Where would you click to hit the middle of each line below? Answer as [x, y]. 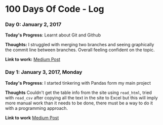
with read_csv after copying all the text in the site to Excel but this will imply [81, 97]
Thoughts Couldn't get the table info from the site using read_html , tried [79, 93]
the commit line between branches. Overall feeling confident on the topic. [80, 50]
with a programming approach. [37, 108]
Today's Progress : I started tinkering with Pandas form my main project [78, 83]
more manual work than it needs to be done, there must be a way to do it [79, 103]
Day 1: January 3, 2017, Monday [44, 72]
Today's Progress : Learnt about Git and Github [53, 35]
